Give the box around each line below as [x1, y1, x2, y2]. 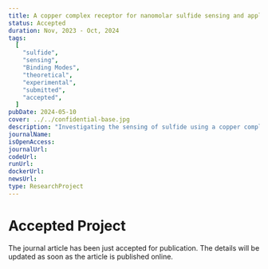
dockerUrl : [8, 168, 45, 176]
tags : [8, 34, 26, 42]
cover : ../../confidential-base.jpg [8, 116, 130, 124]
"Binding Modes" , [22, 64, 81, 72]
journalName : [8, 130, 52, 138]
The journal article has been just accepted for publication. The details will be [8, 243, 260, 252]
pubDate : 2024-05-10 [8, 109, 77, 117]
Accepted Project [8, 216, 126, 235]
